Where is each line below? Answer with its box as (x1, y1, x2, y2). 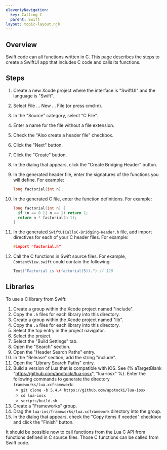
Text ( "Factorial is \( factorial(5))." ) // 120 (13, 268, 113, 274)
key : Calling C (10, 12, 43, 17)
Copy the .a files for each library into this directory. (13, 322, 120, 328)
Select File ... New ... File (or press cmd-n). (13, 102, 103, 109)
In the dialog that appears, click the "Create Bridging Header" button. (13, 161, 157, 167)
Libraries (6, 283, 34, 291)
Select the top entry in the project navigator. (13, 327, 105, 333)
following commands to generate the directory (13, 376, 110, 382)
